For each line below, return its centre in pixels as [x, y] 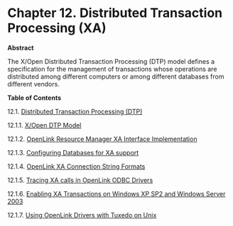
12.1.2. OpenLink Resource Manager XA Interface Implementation [102, 139]
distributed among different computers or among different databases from [116, 77]
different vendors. [34, 84]
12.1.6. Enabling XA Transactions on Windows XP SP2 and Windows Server [116, 193]
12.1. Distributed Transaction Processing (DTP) [75, 111]
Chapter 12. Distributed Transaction [115, 13]
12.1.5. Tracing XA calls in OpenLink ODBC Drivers [80, 180]
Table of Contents [34, 98]
